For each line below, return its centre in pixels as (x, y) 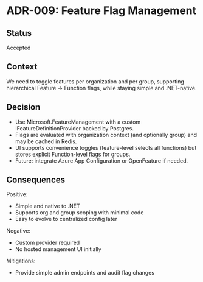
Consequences (36, 180)
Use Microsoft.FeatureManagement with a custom (78, 122)
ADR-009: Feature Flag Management (101, 11)
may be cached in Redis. (46, 141)
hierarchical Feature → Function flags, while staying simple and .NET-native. (101, 88)
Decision (23, 107)
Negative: (18, 231)
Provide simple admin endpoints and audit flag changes (85, 273)
